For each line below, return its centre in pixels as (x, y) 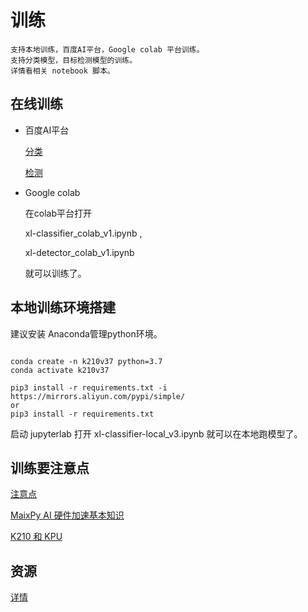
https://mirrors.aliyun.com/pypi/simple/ (98, 396)
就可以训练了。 (55, 273)
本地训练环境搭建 (63, 307)
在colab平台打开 (58, 213)
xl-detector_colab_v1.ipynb (79, 252)
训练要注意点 (50, 467)
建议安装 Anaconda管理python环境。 (86, 333)
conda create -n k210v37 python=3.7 (86, 361)
